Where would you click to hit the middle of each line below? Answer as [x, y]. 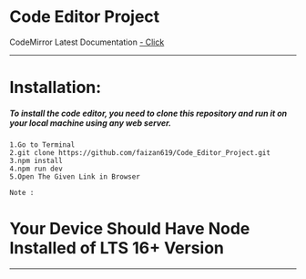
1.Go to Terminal [42, 145]
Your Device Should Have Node [130, 229]
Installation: [56, 88]
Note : [22, 193]
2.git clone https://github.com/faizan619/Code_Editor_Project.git [140, 153]
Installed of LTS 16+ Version [117, 248]
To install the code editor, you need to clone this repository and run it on [148, 113]
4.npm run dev [36, 169]
